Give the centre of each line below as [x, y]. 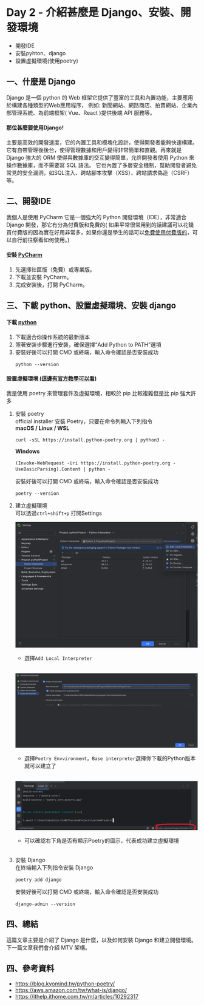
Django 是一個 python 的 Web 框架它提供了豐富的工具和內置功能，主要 [95, 97]
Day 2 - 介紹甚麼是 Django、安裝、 [93, 12]
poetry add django [38, 880]
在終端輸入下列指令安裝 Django [54, 867]
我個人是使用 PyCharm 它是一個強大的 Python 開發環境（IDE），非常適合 [97, 217]
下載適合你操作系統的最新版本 [52, 337]
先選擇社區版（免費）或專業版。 [55, 269]
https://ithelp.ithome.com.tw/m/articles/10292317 [76, 996]
